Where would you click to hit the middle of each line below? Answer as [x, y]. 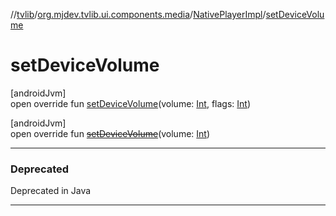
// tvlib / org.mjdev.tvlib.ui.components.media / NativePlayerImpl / [138, 14]
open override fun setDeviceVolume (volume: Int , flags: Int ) [131, 103]
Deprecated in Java [51, 191]
